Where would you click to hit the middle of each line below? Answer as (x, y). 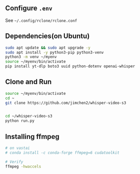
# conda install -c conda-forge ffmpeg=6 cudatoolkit (62, 152)
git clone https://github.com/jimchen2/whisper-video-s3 (66, 103)
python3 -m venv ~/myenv (31, 57)
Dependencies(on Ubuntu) (47, 36)
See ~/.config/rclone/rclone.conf (41, 20)
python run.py (20, 121)
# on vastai (17, 148)
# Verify (14, 162)
